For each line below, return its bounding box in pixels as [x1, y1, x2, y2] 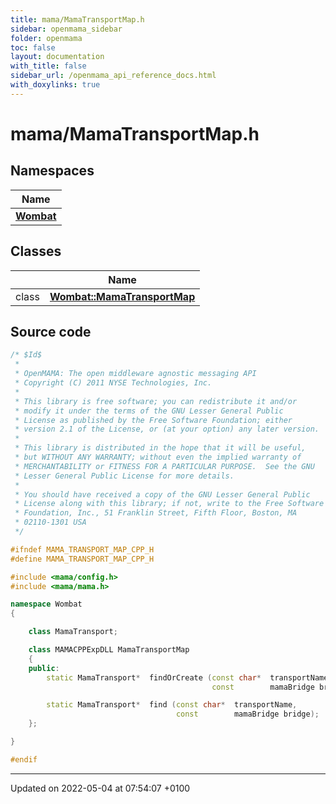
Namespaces [10, 162, 95, 180]
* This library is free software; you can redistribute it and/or [14, 396, 298, 406]
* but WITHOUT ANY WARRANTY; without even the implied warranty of [14, 452, 302, 462]
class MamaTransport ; [28, 627, 118, 637]
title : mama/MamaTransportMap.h [10, 14, 145, 25]
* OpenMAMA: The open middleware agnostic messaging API [14, 369, 257, 379]
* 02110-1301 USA [14, 517, 87, 528]
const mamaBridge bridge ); [175, 709, 320, 720]
